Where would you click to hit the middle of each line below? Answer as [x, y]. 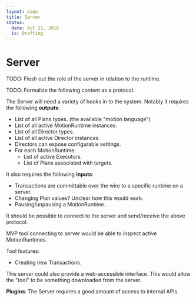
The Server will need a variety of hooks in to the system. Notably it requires [98, 102]
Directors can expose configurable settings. [68, 144]
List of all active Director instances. [57, 138]
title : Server [24, 17]
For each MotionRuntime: [45, 150]
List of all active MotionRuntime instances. [66, 126]
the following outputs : [33, 108]
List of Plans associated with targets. [68, 163]
